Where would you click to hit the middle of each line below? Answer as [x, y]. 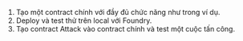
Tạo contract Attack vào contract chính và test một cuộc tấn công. [125, 29]
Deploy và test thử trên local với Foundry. [84, 20]
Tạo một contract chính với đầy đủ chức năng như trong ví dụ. [118, 12]
